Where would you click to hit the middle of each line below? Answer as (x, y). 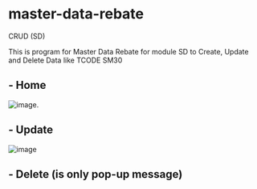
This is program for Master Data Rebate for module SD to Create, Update (128, 51)
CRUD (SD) (27, 36)
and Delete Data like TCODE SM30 (65, 60)
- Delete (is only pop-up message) (96, 174)
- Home (27, 85)
